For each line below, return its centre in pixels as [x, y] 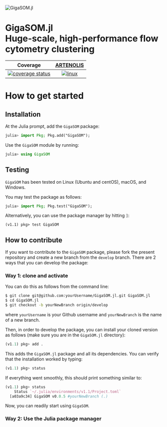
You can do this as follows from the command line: [57, 287]
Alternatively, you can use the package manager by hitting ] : [67, 216]
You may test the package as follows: [44, 197]
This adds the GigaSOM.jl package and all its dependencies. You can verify [82, 353]
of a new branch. [23, 320]
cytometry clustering [50, 49]
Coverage [29, 65]
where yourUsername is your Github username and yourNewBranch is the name [83, 315]
